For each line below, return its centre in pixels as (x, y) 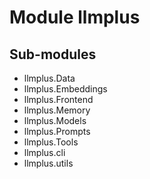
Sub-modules (53, 54)
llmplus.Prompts (57, 131)
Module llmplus (75, 17)
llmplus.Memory (57, 110)
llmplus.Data (49, 78)
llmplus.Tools (51, 142)
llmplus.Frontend (58, 99)
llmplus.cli (44, 152)
